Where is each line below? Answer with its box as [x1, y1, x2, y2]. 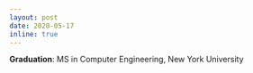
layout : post [9, 12, 59, 22]
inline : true [9, 29, 59, 38]
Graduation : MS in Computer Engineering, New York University [9, 54, 245, 65]
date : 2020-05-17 [9, 21, 75, 30]
